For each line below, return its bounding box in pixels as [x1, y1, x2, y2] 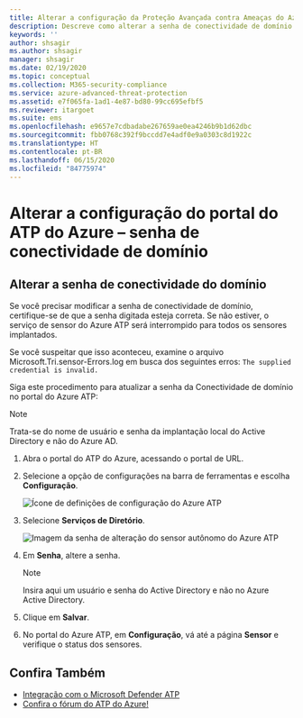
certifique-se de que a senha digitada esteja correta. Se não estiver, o [9, 310, 269, 321]
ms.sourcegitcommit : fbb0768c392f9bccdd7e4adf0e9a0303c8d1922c [9, 131, 252, 140]
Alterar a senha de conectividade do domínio [9, 277, 267, 292]
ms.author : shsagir [9, 47, 83, 56]
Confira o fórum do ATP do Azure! [22, 699, 149, 710]
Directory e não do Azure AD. [9, 436, 119, 447]
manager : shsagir [9, 55, 75, 64]
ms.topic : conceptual [9, 72, 91, 81]
